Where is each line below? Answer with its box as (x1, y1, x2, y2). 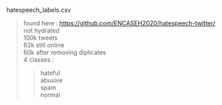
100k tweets (23, 34, 58, 42)
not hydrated (23, 27, 60, 34)
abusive (40, 76, 63, 84)
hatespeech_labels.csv (6, 6, 71, 14)
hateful (40, 69, 61, 77)
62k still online (23, 41, 64, 49)
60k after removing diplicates (23, 48, 107, 56)
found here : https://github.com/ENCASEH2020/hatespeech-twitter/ (23, 19, 216, 27)
